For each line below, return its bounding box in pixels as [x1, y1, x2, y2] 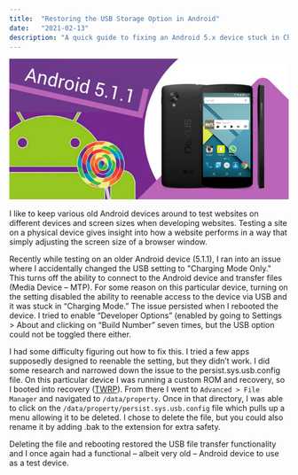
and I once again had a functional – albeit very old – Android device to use [9, 448, 279, 459]
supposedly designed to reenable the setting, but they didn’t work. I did [9, 355, 271, 367]
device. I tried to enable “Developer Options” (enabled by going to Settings [9, 310, 282, 321]
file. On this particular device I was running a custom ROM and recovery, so [9, 375, 286, 385]
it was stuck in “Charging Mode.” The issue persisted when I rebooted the [9, 301, 279, 312]
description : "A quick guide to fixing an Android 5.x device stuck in [9, 33, 279, 42]
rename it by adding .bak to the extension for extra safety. [9, 422, 221, 432]
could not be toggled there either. [9, 329, 131, 340]
